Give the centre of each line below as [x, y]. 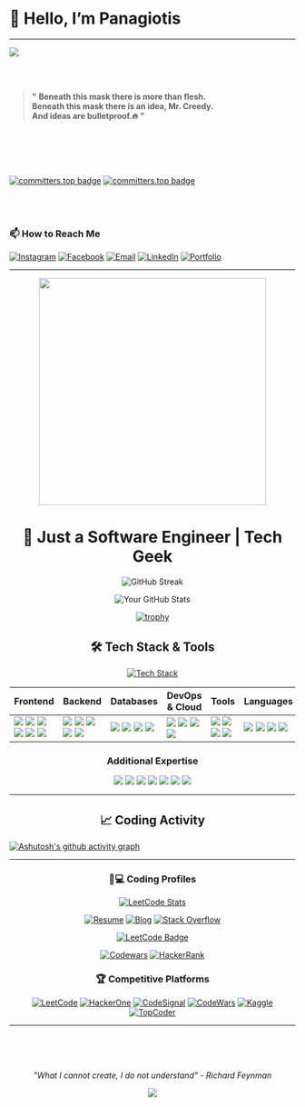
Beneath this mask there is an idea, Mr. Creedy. [123, 106]
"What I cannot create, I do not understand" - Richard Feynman [152, 1075]
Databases [134, 701]
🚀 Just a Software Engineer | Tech [152, 538]
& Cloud [184, 706]
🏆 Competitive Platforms [152, 979]
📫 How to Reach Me [55, 234]
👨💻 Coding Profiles [152, 879]
